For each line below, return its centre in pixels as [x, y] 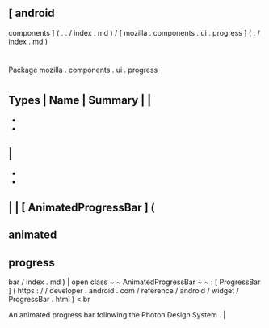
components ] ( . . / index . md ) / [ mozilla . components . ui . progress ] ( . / [134, 32]
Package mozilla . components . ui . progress [83, 70]
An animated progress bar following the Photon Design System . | [117, 315]
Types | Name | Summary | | [80, 100]
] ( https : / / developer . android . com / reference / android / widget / [124, 291]
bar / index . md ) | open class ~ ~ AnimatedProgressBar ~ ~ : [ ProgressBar [134, 282]
